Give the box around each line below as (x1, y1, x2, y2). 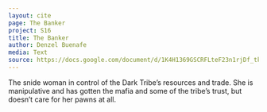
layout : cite (8, 11, 52, 20)
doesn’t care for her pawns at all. (8, 95, 117, 104)
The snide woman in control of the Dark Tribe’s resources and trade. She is (8, 77, 253, 87)
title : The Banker (8, 33, 69, 42)
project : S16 (8, 26, 52, 34)
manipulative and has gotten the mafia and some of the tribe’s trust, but (8, 86, 242, 95)
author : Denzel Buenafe (8, 41, 87, 49)
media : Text (8, 48, 48, 56)
